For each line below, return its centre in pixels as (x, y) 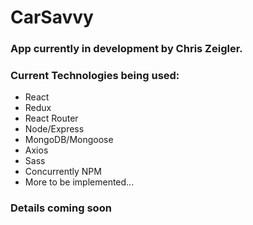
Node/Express (54, 129)
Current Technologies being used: (95, 76)
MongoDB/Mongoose (69, 140)
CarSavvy (52, 17)
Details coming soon (61, 208)
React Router (51, 118)
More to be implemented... (79, 182)
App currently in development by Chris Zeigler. (126, 49)
